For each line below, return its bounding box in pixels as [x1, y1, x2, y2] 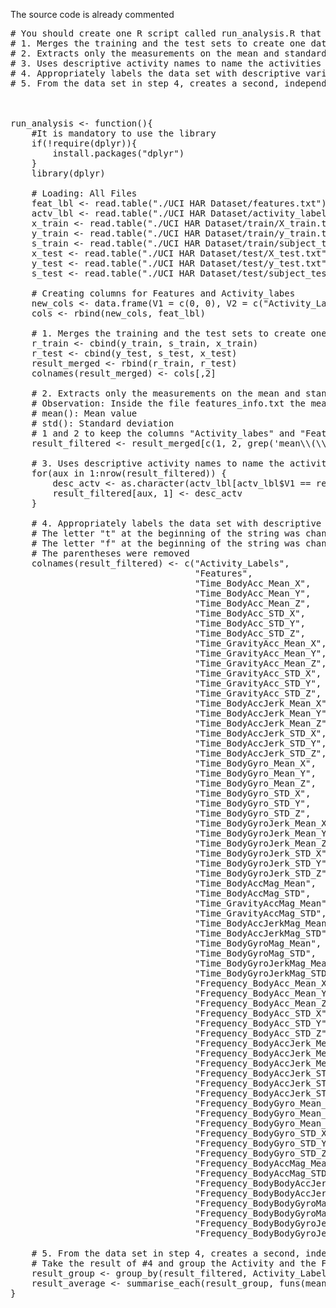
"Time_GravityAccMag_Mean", [194, 898, 333, 909]
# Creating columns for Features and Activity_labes [31, 288, 296, 299]
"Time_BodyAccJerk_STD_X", [194, 728, 327, 739]
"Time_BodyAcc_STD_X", [194, 608, 307, 619]
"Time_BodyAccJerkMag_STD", [194, 928, 333, 939]
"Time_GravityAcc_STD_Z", [194, 688, 322, 699]
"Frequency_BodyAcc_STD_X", [194, 1008, 333, 1019]
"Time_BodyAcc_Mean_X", [194, 578, 312, 589]
